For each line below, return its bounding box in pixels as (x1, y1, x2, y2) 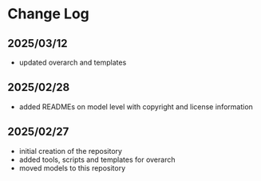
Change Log (7, 5, 89, 23)
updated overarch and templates (18, 57, 127, 67)
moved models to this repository (18, 163, 126, 172)
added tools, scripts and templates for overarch (18, 155, 176, 164)
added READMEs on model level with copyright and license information (18, 101, 253, 112)
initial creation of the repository (18, 146, 123, 155)
